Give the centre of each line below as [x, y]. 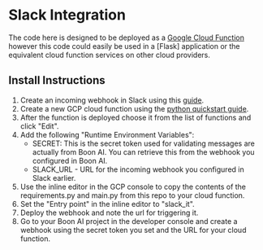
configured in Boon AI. [70, 160]
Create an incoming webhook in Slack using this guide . [112, 100]
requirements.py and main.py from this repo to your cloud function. [132, 195]
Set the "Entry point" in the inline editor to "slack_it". [107, 204]
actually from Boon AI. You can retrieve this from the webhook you [143, 151]
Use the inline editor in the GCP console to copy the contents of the [133, 186]
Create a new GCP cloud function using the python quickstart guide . [134, 108]
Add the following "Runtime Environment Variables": [107, 134]
